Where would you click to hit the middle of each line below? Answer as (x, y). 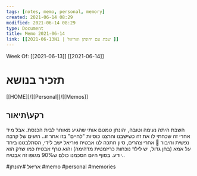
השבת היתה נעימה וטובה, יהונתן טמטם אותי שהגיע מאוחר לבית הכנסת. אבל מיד (96, 130)
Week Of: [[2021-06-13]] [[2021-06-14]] (55, 56)
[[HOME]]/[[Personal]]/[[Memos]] (47, 96)
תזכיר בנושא (35, 80)
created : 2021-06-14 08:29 (40, 17)
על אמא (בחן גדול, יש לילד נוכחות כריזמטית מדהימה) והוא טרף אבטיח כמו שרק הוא (98, 149)
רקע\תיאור (25, 116)
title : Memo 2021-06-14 (36, 34)
